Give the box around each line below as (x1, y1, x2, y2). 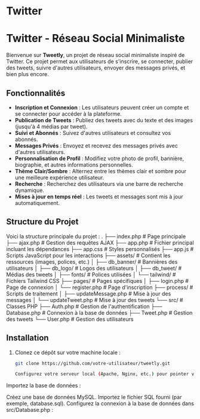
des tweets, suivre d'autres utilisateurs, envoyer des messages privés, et (6, 64, 186, 71)
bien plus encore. (6, 71, 49, 78)
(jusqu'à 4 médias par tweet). (14, 123, 88, 130)
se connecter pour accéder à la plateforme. (14, 110, 122, 117)
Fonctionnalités (6, 88, 66, 98)
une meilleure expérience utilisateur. (14, 174, 104, 181)
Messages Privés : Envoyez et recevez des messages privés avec (14, 142, 178, 149)
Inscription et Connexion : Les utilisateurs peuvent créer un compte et (14, 104, 189, 111)
